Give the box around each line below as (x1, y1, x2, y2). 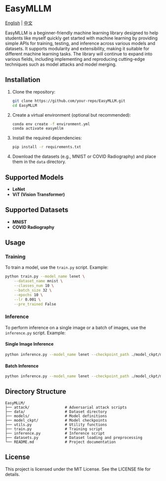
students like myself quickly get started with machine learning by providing (5, 35, 158, 41)
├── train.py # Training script (5, 426, 103, 432)
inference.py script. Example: (5, 330, 66, 336)
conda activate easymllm (12, 126, 64, 131)
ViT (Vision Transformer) (12, 191, 65, 197)
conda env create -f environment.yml (12, 122, 90, 127)
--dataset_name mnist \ (14, 279, 63, 284)
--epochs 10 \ (14, 292, 43, 297)
